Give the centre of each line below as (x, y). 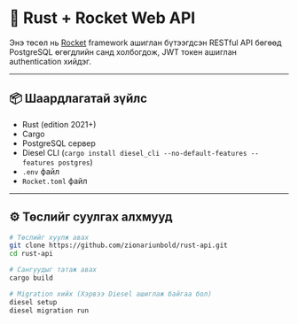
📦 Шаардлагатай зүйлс (78, 99)
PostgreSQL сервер (59, 143)
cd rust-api (31, 254)
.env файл (41, 171)
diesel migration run (49, 310)
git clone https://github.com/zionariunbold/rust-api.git (118, 246)
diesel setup (33, 302)
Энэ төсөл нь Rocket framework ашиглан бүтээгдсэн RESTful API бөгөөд (145, 42)
